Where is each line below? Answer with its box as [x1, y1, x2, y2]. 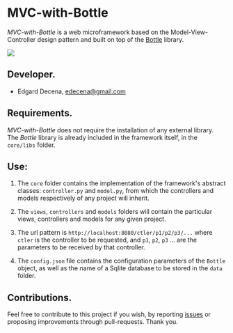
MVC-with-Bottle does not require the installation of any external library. [7, 125, 214, 134]
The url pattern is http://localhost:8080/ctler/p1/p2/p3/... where [17, 229, 213, 237]
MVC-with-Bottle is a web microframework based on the [7, 28, 169, 36]
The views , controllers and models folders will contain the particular [17, 208, 213, 216]
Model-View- [170, 28, 209, 36]
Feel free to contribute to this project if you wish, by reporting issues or [7, 310, 211, 318]
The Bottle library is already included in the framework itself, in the [7, 133, 198, 141]
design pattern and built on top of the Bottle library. [37, 35, 184, 43]
